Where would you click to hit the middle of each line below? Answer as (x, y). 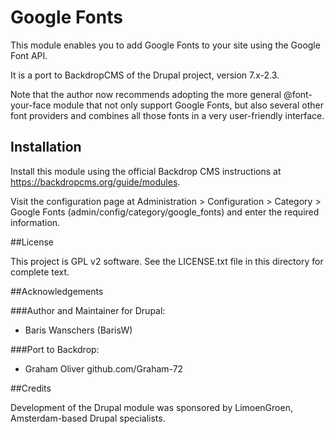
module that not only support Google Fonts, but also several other (188, 105)
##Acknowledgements (57, 291)
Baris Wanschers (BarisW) (78, 330)
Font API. (29, 55)
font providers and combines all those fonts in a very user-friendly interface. (167, 115)
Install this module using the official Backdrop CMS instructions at (146, 171)
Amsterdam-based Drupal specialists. (88, 418)
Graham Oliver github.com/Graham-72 (104, 368)
